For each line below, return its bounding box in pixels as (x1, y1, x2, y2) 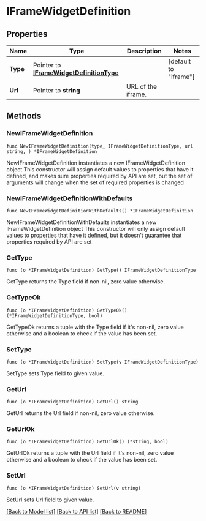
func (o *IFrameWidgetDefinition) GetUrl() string (6, 399, 139, 405)
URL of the (126, 83, 158, 91)
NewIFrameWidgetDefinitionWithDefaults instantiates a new (6, 219, 157, 226)
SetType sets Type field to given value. (6, 369, 104, 377)
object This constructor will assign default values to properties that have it (6, 165, 194, 173)
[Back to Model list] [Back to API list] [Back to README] (6, 508, 147, 515)
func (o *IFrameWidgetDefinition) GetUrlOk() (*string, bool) (6, 439, 169, 445)
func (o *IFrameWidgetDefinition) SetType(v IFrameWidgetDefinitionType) (6, 359, 199, 365)
